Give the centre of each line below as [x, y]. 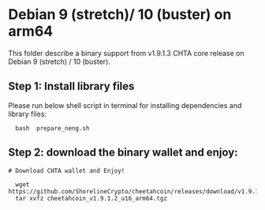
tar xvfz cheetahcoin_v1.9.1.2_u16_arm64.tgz [91, 198]
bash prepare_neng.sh [52, 128]
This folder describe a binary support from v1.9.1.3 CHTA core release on [126, 53]
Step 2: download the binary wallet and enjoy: [123, 153]
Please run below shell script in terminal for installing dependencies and [125, 105]
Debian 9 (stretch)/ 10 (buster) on [120, 15]
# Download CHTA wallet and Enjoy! [67, 171]
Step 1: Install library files [71, 86]
